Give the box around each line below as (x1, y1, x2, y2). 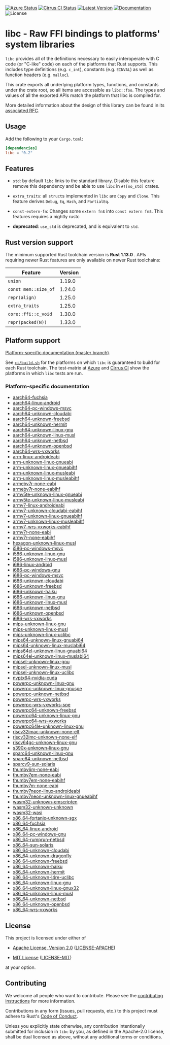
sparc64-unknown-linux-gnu (12, 750, 74, 756)
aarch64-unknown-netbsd (12, 437, 69, 444)
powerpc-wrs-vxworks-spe (12, 702, 71, 708)
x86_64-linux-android (12, 826, 58, 832)
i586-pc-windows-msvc (12, 546, 63, 552)
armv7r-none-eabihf (12, 534, 55, 541)
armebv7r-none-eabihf (12, 486, 61, 492)
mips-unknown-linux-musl (12, 626, 69, 632)
